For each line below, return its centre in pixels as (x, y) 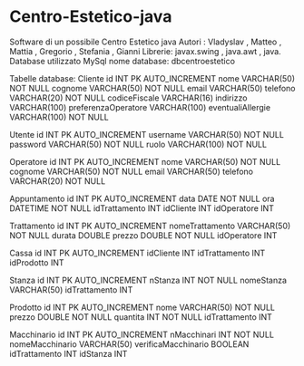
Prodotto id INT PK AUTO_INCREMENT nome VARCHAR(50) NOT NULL (142, 307)
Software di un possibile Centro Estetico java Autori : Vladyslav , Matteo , (146, 42)
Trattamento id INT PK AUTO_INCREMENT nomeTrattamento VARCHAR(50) (150, 226)
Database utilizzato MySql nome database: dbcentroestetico (123, 61)
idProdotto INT (37, 262)
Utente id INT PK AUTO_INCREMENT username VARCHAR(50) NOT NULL (147, 134)
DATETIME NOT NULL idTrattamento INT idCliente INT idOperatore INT (142, 208)
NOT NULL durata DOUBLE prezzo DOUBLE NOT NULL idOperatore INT (143, 235)
